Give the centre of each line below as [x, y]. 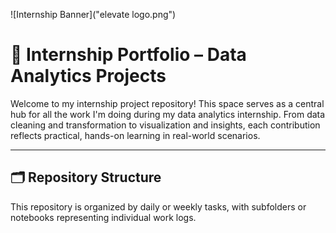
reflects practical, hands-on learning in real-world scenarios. [135, 135]
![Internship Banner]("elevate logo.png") [93, 14]
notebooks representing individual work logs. [103, 217]
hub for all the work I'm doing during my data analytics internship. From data [168, 114]
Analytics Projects [88, 76]
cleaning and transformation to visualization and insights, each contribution [165, 125]
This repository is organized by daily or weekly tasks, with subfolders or [158, 206]
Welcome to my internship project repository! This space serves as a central [167, 103]
